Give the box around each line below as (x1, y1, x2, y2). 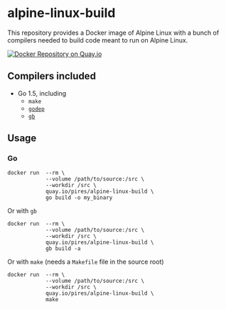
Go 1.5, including (17, 89, 67, 97)
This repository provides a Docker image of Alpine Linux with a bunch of (7, 28, 220, 37)
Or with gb (7, 207, 37, 215)
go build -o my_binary (45, 194, 113, 201)
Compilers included (7, 70, 96, 82)
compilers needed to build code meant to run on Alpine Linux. (7, 35, 188, 44)
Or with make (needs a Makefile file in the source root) (7, 257, 165, 266)
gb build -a (45, 245, 81, 252)
